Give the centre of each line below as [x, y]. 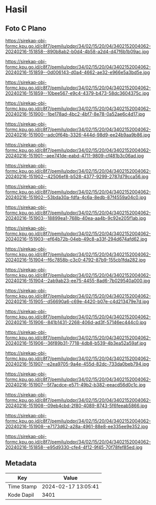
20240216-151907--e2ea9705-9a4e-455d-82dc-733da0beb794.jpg [77, 364]
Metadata [21, 463]
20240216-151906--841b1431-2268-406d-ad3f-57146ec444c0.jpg [76, 322]
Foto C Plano [26, 28]
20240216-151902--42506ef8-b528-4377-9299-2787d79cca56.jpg [77, 176]
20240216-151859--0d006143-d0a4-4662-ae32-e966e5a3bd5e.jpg [77, 72]
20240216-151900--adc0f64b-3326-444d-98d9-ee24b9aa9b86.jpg [78, 135]
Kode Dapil [21, 495]
